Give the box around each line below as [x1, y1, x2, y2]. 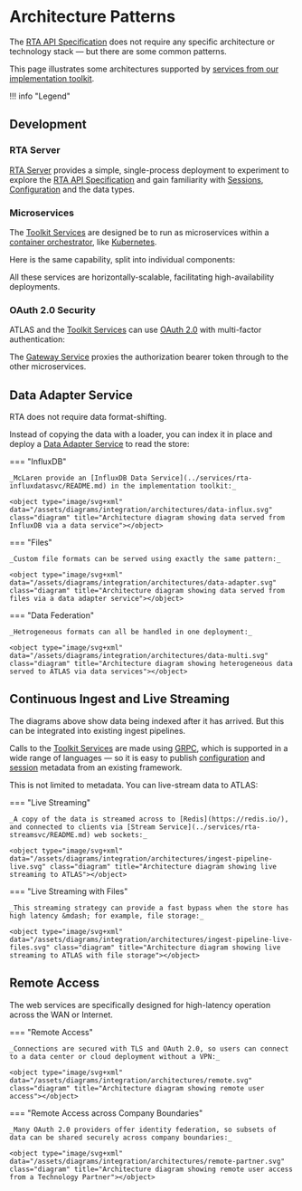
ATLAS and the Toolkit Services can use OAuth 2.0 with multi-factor [9, 324, 262, 336]
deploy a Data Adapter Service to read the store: [9, 439, 190, 450]
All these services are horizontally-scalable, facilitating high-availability [9, 272, 274, 282]
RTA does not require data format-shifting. [9, 412, 167, 423]
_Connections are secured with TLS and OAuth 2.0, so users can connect [9, 1043, 289, 1053]
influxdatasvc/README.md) [9, 481, 107, 491]
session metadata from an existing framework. [9, 762, 183, 773]
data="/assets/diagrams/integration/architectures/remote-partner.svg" [9, 1157, 285, 1166]
